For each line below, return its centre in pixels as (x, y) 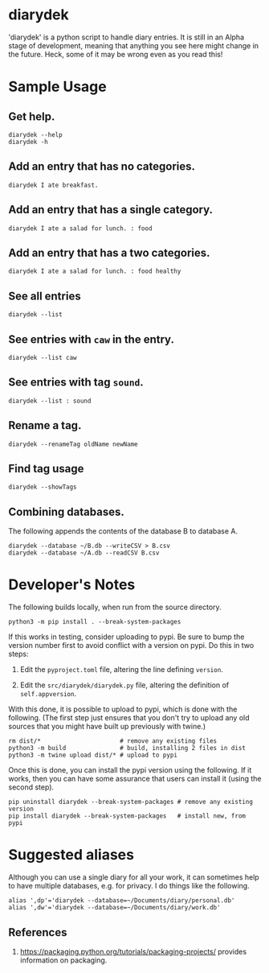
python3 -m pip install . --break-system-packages (95, 622)
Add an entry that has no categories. (102, 167)
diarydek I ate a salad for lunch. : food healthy (95, 271)
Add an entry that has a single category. (111, 210)
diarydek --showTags (43, 487)
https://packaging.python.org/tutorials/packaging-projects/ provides (133, 951)
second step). (31, 787)
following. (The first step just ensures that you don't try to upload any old (129, 718)
